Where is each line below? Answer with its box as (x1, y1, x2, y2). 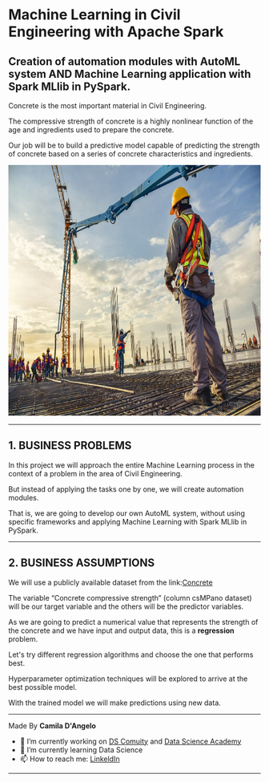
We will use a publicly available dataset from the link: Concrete (8, 577, 214, 587)
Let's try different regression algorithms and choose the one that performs (8, 650, 254, 659)
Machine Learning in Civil (8, 6, 181, 24)
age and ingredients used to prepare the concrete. (8, 125, 175, 134)
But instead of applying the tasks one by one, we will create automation (8, 484, 244, 494)
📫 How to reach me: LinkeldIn (19, 754, 120, 764)
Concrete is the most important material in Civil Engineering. (8, 101, 207, 110)
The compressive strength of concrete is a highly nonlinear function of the (8, 116, 254, 126)
